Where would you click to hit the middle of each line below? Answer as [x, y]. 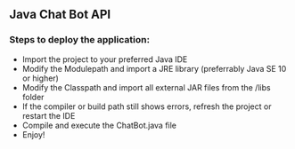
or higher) [41, 78]
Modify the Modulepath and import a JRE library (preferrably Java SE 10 [154, 68]
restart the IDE [49, 115]
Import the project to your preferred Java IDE [105, 59]
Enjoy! [33, 134]
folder [33, 97]
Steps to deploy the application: [79, 40]
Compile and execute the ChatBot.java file [99, 125]
